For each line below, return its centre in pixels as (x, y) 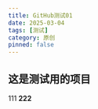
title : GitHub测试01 (40, 15)
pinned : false (31, 45)
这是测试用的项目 (49, 79)
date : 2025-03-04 (36, 23)
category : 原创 (32, 38)
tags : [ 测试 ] (28, 30)
